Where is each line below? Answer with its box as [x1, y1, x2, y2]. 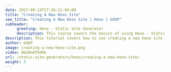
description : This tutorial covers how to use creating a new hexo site [5, 36, 163, 41]
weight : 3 [5, 59, 26, 64]
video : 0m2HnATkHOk [5, 50, 47, 55]
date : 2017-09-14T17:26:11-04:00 [5, 7, 76, 13]
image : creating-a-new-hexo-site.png [5, 45, 85, 50]
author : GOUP [5, 41, 33, 46]
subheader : [5, 21, 28, 27]
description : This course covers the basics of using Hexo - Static [16, 31, 165, 36]
